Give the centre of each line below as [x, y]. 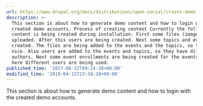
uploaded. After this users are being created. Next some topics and [101, 40]
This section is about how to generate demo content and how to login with [99, 91]
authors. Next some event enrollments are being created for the [96, 57]
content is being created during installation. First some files [96, 35]
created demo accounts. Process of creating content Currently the [98, 29]
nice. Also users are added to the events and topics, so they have [100, 51]
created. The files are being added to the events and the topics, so [102, 46]
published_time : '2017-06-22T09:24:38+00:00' [64, 68]
